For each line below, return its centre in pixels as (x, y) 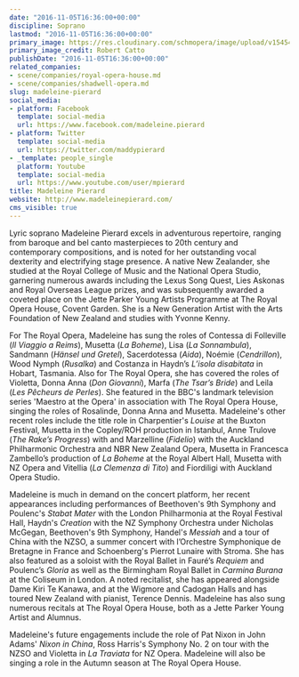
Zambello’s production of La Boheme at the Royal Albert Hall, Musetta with (145, 458)
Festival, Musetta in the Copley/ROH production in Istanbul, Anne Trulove (143, 430)
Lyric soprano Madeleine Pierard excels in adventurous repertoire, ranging (145, 233)
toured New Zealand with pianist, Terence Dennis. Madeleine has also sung (147, 598)
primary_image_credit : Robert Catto (77, 51)
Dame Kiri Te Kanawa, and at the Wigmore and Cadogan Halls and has (138, 589)
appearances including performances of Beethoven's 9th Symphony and (143, 504)
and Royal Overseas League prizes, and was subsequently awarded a (137, 289)
